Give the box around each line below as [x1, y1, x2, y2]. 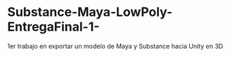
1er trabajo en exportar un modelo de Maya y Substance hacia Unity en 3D [7, 42, 224, 50]
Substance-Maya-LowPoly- [7, 4, 173, 20]
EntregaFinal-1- [7, 19, 100, 35]
